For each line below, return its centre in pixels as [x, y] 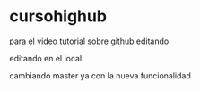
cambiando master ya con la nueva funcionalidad [100, 75]
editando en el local [46, 58]
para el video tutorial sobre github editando [89, 41]
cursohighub [58, 16]
